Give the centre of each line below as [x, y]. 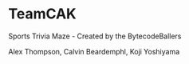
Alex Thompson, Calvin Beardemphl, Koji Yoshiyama [94, 51]
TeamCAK [43, 14]
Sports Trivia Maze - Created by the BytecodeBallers [95, 36]
